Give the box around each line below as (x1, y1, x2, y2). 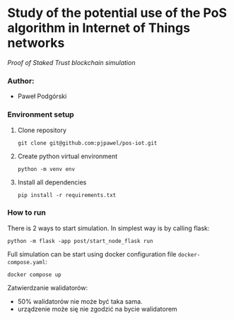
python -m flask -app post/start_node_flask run (7, 237, 153, 244)
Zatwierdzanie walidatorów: (7, 283, 88, 292)
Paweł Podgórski (17, 92, 67, 100)
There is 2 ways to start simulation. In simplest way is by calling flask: (7, 224, 210, 232)
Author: (7, 76, 35, 85)
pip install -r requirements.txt (17, 191, 117, 198)
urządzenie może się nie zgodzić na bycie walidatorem (17, 304, 178, 313)
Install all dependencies (17, 178, 87, 186)
